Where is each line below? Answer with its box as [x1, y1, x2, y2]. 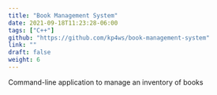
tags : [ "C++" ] [8, 26, 55, 34]
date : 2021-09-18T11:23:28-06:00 [8, 19, 118, 27]
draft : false [8, 48, 51, 56]
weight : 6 [8, 56, 41, 64]
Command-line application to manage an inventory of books [8, 77, 204, 87]
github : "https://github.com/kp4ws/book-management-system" [8, 33, 211, 42]
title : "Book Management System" [8, 11, 118, 20]
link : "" [8, 41, 37, 49]
